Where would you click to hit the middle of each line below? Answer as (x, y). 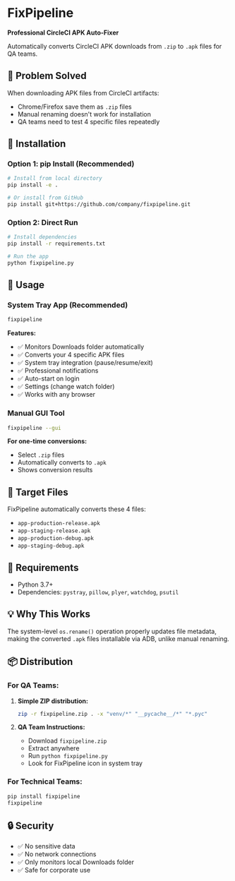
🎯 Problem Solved (47, 76)
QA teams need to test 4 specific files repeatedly (89, 121)
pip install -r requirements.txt (56, 244)
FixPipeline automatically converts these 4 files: (77, 509)
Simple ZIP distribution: (53, 701)
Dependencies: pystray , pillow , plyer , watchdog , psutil (98, 592)
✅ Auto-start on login (48, 378)
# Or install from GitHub (45, 198)
